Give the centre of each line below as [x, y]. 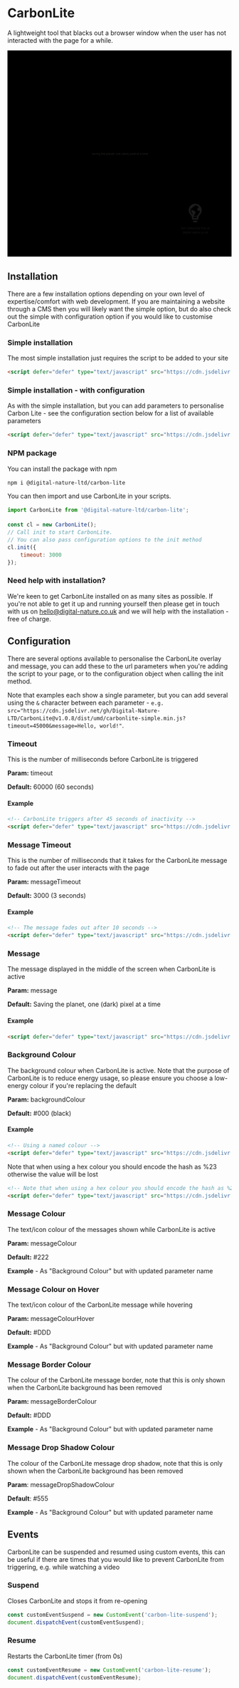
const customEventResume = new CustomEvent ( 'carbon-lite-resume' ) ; [110, 1670]
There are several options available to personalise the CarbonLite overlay [115, 658]
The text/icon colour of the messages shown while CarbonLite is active [111, 1229]
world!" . [112, 725]
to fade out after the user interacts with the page [78, 868]
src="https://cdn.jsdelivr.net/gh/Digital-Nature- [84, 710]
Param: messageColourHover [51, 1319]
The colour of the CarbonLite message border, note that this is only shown [116, 1380]
